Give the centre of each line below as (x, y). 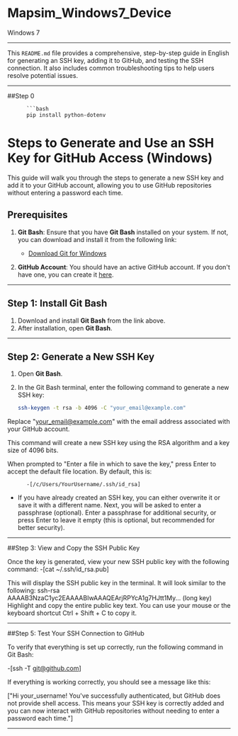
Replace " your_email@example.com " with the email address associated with (119, 422)
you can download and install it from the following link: (97, 239)
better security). (41, 528)
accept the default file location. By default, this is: (80, 471)
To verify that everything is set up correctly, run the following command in (115, 647)
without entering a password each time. (65, 192)
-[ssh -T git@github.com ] (44, 668)
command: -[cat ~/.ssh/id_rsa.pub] (58, 569)
